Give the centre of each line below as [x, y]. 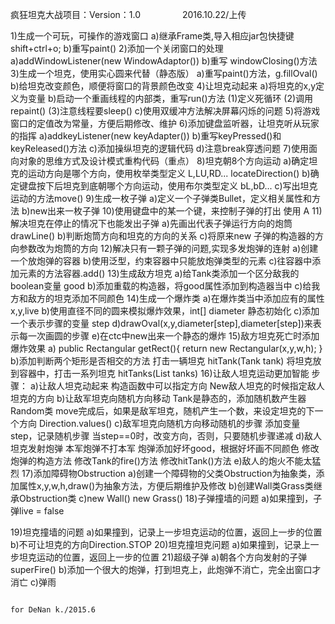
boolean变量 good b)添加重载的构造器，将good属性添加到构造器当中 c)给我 [165, 286]
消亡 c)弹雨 [33, 582]
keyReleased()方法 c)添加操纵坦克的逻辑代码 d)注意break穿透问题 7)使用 [159, 148]
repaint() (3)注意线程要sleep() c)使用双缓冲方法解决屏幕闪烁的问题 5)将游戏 [165, 111]
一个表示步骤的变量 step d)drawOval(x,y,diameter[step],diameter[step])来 [161, 323]
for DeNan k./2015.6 [53, 610]
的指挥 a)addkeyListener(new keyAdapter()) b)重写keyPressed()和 [146, 136]
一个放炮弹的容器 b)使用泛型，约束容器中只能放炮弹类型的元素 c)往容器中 [161, 261]
